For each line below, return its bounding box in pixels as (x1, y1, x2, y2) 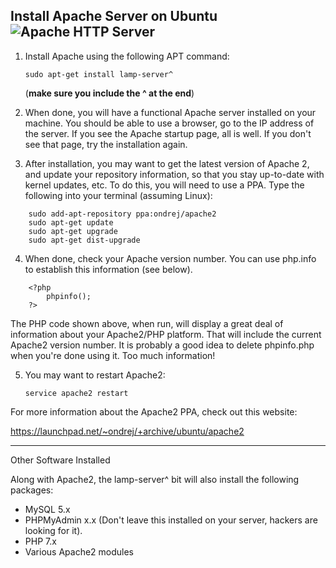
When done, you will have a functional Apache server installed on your (24, 106, 317, 118)
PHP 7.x (24, 535, 57, 547)
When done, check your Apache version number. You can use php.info (24, 252, 317, 264)
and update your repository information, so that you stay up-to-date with (24, 168, 325, 180)
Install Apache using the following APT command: (24, 50, 230, 62)
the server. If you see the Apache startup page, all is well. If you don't (24, 127, 312, 139)
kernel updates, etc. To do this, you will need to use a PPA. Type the (24, 179, 305, 191)
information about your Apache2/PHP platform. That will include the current (10, 328, 322, 340)
